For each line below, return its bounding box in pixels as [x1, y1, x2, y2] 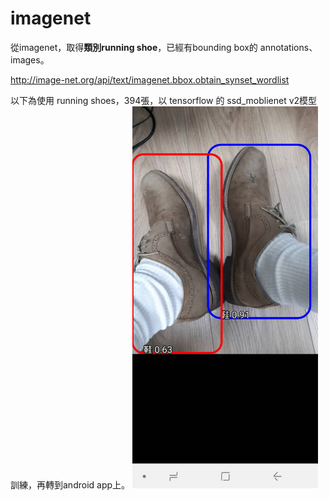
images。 [10, 53, 50, 66]
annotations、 [259, 41, 318, 53]
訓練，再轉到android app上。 [10, 478, 131, 491]
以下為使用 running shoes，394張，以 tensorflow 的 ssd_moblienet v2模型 [10, 94, 318, 106]
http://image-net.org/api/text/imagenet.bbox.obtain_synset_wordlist [10, 73, 290, 86]
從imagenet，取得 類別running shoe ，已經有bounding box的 [10, 41, 258, 53]
